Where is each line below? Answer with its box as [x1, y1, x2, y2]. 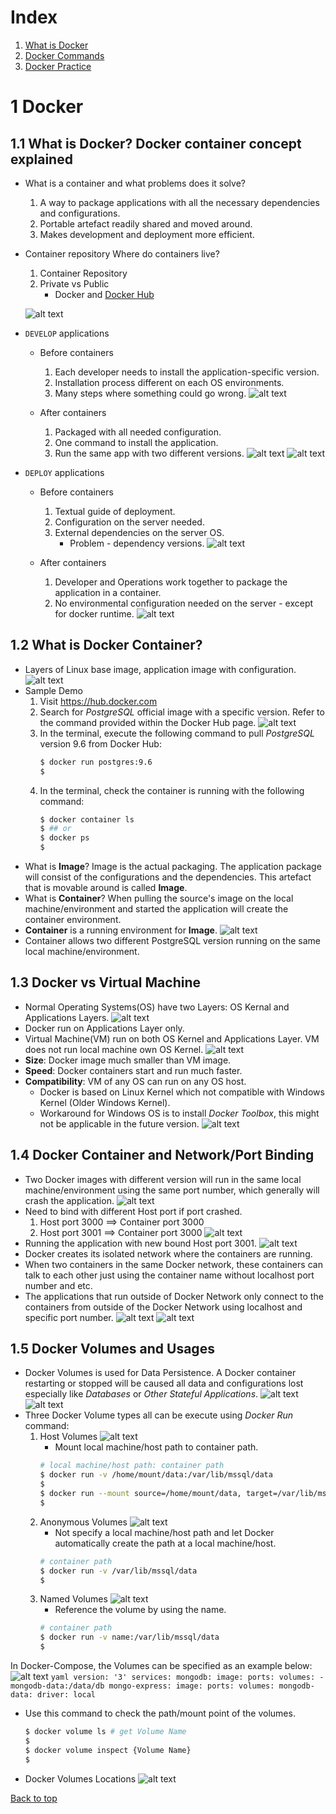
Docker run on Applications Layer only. [24, 1022, 185, 1034]
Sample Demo [24, 684, 83, 696]
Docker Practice [24, 60, 92, 72]
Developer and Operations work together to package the [54, 576, 288, 588]
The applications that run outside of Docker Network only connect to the [24, 1290, 324, 1302]
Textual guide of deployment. [54, 505, 176, 517]
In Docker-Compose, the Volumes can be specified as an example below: [10, 1660, 313, 1672]
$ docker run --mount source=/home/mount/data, [39, 1489, 242, 1499]
